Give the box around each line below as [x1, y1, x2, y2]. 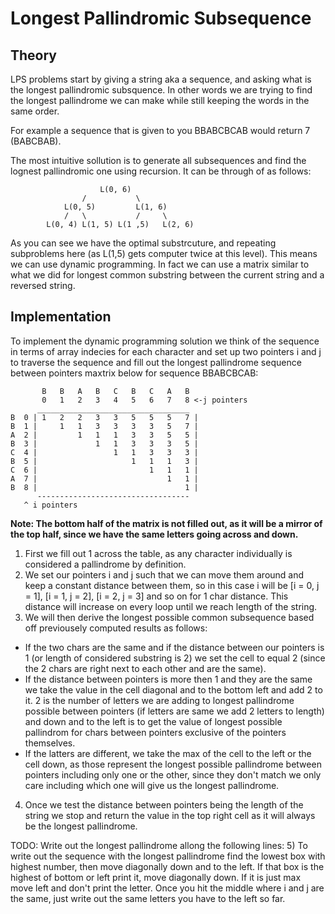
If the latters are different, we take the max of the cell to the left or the [24, 747, 312, 759]
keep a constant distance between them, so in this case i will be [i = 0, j [24, 579, 320, 591]
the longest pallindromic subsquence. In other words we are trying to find [10, 84, 313, 96]
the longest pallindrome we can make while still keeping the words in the [10, 95, 310, 106]
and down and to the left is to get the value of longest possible [24, 715, 283, 727]
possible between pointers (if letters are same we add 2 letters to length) [24, 705, 325, 717]
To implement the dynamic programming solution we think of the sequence [10, 335, 320, 347]
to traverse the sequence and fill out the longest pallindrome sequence [10, 356, 302, 368]
